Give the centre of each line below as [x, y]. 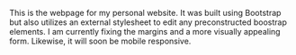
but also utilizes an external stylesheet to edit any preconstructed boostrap [148, 22]
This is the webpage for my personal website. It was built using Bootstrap [145, 13]
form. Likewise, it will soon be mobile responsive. [100, 41]
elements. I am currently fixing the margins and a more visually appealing [145, 31]
